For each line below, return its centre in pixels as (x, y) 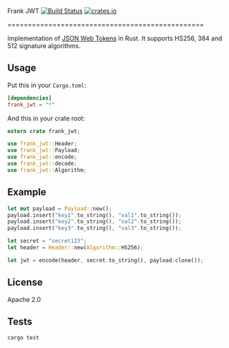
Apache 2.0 (24, 299)
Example (27, 192)
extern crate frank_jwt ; (44, 131)
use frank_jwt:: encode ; (42, 157)
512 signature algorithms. (44, 46)
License (25, 283)
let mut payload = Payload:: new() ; (60, 209)
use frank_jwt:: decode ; (42, 164)
